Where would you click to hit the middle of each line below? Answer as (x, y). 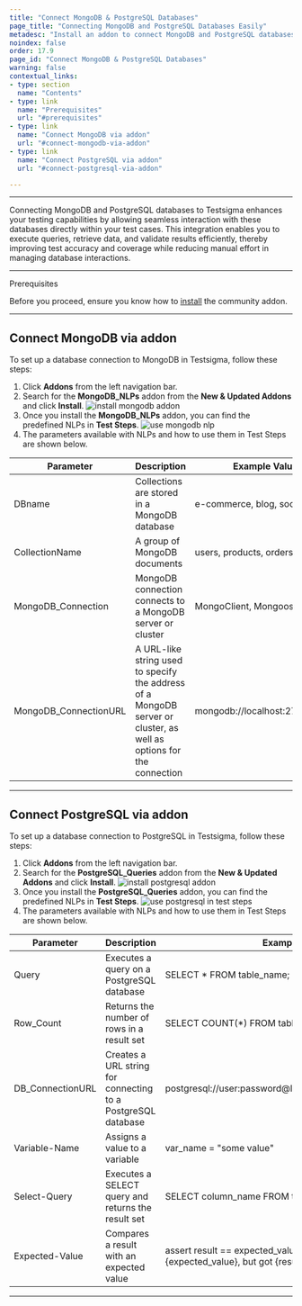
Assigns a (125, 1137)
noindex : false (38, 43)
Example (252, 466)
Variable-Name (47, 1148)
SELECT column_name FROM (227, 1196)
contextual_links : (44, 77)
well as (149, 739)
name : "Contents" (50, 93)
